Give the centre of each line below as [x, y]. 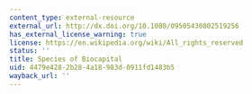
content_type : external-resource [72, 17]
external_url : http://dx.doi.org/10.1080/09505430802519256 [125, 26]
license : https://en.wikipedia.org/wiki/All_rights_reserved [126, 43]
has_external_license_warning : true [78, 34]
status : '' [30, 51]
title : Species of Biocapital [66, 59]
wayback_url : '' [40, 76]
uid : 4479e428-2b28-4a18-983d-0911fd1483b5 [92, 68]
